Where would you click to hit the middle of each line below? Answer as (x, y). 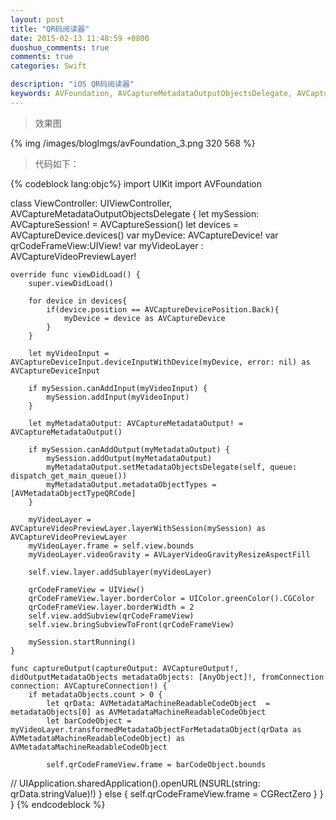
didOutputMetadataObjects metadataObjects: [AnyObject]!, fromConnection (167, 677)
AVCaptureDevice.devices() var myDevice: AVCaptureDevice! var (144, 235)
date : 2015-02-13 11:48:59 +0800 (80, 38)
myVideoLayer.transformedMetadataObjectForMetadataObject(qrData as (156, 729)
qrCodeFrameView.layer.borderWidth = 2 (111, 607)
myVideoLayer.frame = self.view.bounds (111, 546)
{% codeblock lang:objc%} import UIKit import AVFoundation (136, 183)
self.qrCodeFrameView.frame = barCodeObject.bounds (156, 764)
